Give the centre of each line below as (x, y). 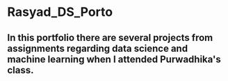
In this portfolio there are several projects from (110, 38)
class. (21, 70)
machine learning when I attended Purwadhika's (114, 59)
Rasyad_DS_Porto (60, 12)
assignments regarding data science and (98, 48)
